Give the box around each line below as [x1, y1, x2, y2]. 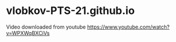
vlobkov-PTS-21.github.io [6, 4, 135, 17]
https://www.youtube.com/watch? [87, 23, 170, 30]
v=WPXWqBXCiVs [6, 29, 50, 36]
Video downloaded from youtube [6, 23, 87, 30]
